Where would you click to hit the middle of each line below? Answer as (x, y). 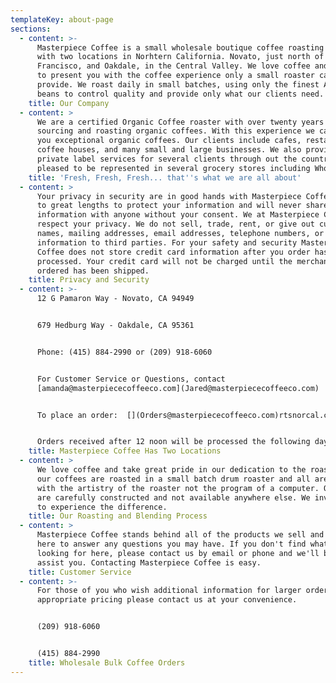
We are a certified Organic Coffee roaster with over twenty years (180, 122)
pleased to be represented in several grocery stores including (173, 168)
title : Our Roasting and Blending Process (118, 516)
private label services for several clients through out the (167, 159)
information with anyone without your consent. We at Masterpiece (178, 215)
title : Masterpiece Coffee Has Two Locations (125, 451)
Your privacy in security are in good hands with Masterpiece (169, 196)
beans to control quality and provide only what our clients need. (180, 94)
